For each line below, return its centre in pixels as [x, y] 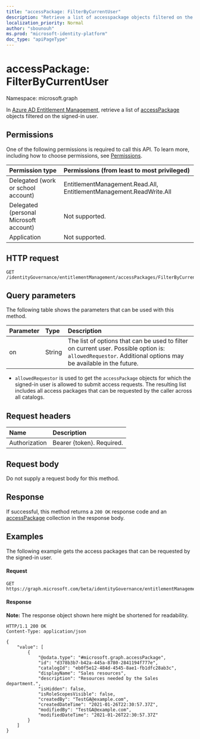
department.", [24, 684]
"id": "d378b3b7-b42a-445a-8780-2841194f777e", [98, 663]
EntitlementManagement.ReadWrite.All [117, 192]
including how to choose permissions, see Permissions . [74, 155]
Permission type [33, 170]
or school [22, 187]
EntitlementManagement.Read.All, [111, 184]
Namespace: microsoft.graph [42, 98]
